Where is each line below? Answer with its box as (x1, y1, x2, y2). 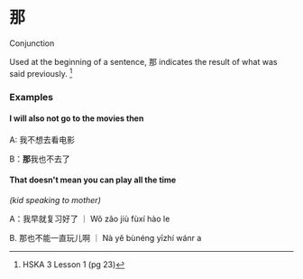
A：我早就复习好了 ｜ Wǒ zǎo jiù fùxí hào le (9, 213, 170, 224)
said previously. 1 (9, 66, 73, 79)
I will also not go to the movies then (9, 113, 144, 124)
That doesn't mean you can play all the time (9, 174, 177, 185)
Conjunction (9, 37, 55, 49)
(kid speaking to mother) (9, 194, 101, 205)
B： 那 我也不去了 (9, 153, 70, 164)
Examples (9, 90, 54, 103)
